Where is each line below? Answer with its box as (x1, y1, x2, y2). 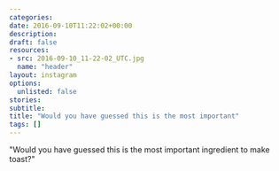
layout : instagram (9, 71, 77, 80)
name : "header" (17, 63, 74, 72)
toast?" (9, 154, 35, 164)
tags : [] (9, 120, 42, 129)
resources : (9, 46, 50, 55)
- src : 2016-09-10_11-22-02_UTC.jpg (9, 54, 144, 63)
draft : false (9, 37, 58, 47)
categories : (9, 12, 53, 22)
